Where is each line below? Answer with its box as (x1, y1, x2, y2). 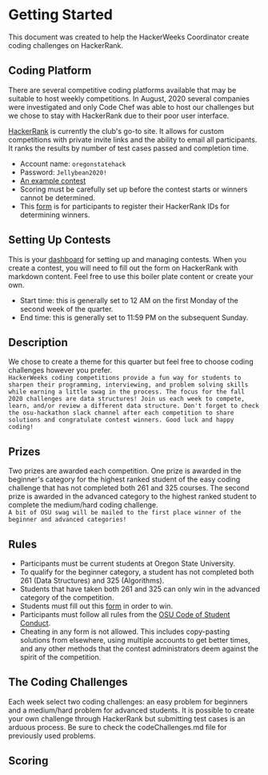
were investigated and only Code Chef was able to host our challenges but (8, 102, 254, 111)
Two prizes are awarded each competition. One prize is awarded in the (8, 466, 242, 476)
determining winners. (19, 210, 90, 220)
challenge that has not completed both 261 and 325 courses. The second (8, 483, 250, 493)
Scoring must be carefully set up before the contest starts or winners (19, 184, 248, 194)
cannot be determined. (19, 192, 96, 202)
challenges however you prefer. (8, 365, 113, 375)
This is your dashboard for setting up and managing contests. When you (8, 254, 246, 264)
